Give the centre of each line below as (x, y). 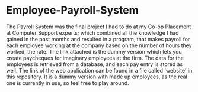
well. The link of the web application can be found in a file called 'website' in (99, 70)
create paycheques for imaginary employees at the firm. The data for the (95, 58)
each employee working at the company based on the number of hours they (99, 45)
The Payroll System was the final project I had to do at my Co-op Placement (99, 27)
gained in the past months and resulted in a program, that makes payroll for (98, 39)
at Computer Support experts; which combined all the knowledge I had (92, 32)
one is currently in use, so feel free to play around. (68, 83)
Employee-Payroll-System (72, 10)
